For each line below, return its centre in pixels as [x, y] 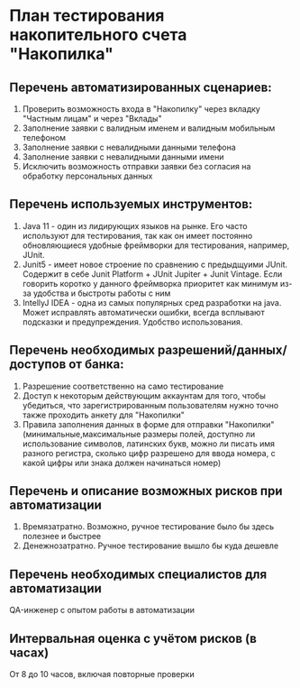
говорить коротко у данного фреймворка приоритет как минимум [150, 283]
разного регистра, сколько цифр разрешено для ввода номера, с [149, 453]
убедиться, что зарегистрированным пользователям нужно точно [150, 405]
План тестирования [87, 16]
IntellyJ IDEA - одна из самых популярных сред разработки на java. [152, 302]
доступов [38, 365]
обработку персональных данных [87, 176]
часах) [29, 652]
